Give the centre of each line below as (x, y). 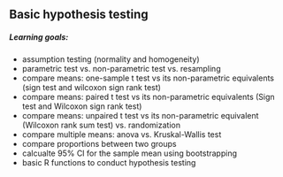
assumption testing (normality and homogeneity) (111, 59)
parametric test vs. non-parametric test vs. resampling (121, 69)
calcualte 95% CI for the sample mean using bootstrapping (129, 153)
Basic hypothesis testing (79, 15)
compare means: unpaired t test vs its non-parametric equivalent (140, 116)
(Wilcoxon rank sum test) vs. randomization (101, 125)
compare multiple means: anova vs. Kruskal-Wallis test (122, 135)
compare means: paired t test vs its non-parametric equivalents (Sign (149, 97)
